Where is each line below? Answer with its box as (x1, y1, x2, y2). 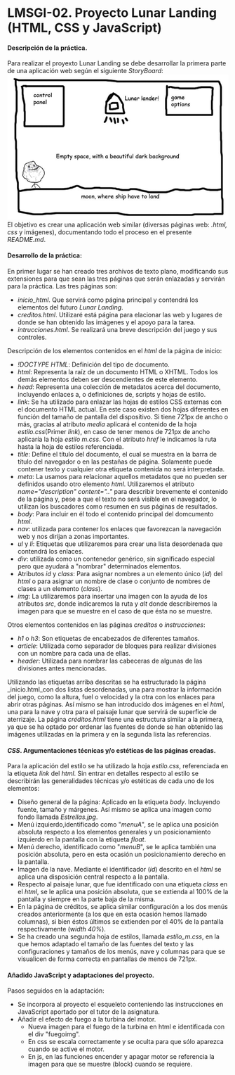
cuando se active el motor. (27, 1045, 105, 1053)
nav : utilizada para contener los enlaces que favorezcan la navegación (17, 524, 222, 533)
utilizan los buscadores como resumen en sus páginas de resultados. (17, 502, 218, 511)
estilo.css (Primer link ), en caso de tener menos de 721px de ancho (17, 427, 210, 435)
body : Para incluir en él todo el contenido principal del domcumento (17, 509, 214, 518)
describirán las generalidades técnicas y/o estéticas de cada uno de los (7, 777, 215, 785)
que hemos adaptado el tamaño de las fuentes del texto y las (17, 940, 194, 948)
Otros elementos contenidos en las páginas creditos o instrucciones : (7, 621, 206, 629)
